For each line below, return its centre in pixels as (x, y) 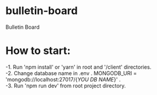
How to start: (38, 51)
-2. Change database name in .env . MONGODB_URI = (71, 73)
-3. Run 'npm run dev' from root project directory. (66, 86)
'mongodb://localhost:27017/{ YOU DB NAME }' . (63, 79)
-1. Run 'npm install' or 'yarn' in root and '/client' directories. (78, 67)
